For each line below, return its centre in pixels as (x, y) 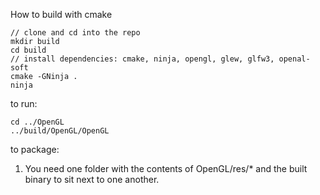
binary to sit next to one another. (92, 179)
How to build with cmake (61, 14)
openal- (294, 59)
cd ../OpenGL (37, 122)
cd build (28, 50)
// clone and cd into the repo (75, 33)
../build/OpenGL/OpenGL (60, 131)
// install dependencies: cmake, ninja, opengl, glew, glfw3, (142, 59)
